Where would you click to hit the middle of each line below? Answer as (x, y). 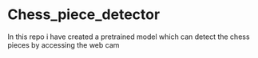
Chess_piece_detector (84, 15)
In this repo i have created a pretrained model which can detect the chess (129, 37)
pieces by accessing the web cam (64, 44)
